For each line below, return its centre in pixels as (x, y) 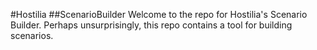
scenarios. (32, 35)
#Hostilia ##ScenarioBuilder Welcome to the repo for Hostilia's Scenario (159, 14)
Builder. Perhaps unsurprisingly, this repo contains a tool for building (151, 25)
